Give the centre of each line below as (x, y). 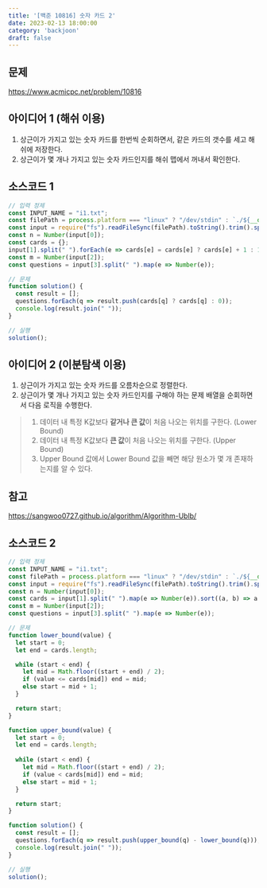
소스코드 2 (32, 543)
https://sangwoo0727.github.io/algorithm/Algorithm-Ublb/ (103, 516)
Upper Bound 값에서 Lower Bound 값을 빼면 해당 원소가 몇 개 (136, 459)
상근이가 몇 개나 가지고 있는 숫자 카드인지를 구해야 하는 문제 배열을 (122, 395)
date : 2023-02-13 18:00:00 (53, 23)
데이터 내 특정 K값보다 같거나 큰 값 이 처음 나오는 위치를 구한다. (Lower (148, 422)
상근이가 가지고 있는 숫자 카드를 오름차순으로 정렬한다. (104, 385)
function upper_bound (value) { (60, 730)
